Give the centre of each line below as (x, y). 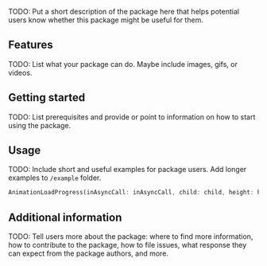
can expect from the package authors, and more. (89, 253)
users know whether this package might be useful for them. (106, 20)
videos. (20, 72)
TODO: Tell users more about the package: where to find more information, (131, 237)
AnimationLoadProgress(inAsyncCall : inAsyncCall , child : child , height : (131, 193)
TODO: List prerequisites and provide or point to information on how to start (132, 117)
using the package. (40, 125)
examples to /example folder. (55, 178)
